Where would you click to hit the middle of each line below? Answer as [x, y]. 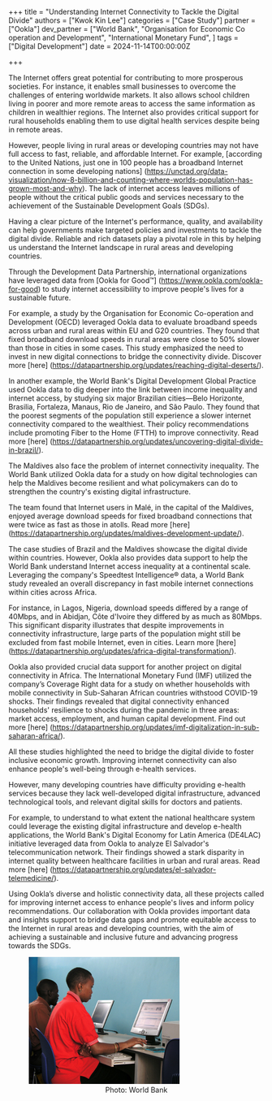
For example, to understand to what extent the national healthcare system [132, 817]
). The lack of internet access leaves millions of [161, 189]
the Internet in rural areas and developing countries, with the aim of [121, 928]
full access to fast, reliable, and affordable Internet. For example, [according [135, 154]
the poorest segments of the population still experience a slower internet [130, 415]
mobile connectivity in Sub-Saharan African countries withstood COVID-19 [133, 693]
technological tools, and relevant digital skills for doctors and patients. [125, 802]
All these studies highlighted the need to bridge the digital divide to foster [131, 752]
